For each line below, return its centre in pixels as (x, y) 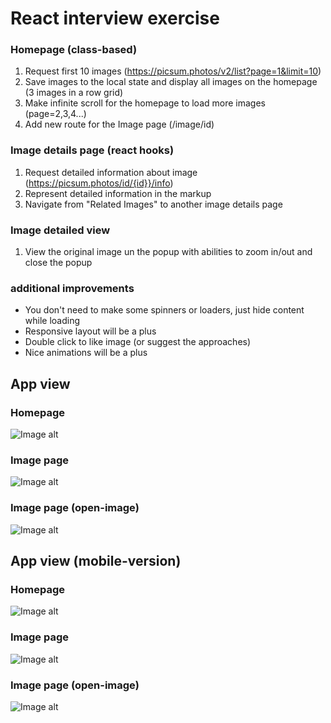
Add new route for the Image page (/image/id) (119, 124)
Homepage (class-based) (74, 50)
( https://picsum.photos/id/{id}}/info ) (99, 183)
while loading (52, 321)
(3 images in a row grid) (74, 93)
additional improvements (72, 288)
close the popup (58, 263)
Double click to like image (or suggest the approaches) (138, 342)
